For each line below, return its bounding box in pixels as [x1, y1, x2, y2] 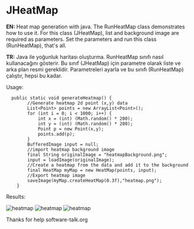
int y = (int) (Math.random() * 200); [37, 120, 133, 127]
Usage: [6, 83, 24, 90]
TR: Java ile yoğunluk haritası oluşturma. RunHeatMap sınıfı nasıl [6, 53, 164, 60]
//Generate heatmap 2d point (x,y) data [27, 100, 128, 106]
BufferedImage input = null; [27, 141, 99, 148]
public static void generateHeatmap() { [11, 95, 112, 101]
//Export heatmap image [27, 172, 86, 178]
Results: [6, 193, 26, 200]
